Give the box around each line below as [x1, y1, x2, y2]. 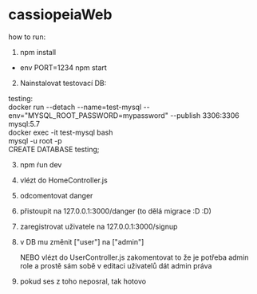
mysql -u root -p [8, 135, 62, 145]
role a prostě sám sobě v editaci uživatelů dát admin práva [19, 261, 212, 270]
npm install [19, 47, 57, 57]
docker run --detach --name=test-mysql [8, 102, 142, 112]
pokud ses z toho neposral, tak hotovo [19, 276, 146, 286]
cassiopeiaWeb [8, 6, 113, 24]
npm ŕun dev [19, 159, 62, 169]
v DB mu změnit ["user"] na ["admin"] [19, 237, 144, 246]
